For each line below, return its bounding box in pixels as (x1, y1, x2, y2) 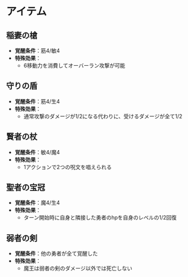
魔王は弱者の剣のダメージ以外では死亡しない (23, 265, 132, 272)
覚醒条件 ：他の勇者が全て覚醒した (14, 250, 98, 257)
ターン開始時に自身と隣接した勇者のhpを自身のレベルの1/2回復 (23, 214, 177, 221)
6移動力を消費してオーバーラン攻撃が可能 (23, 62, 125, 69)
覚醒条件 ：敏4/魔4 (14, 148, 60, 155)
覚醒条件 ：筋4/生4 (14, 98, 60, 105)
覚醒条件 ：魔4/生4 (14, 199, 60, 206)
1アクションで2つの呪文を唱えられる (23, 163, 112, 170)
